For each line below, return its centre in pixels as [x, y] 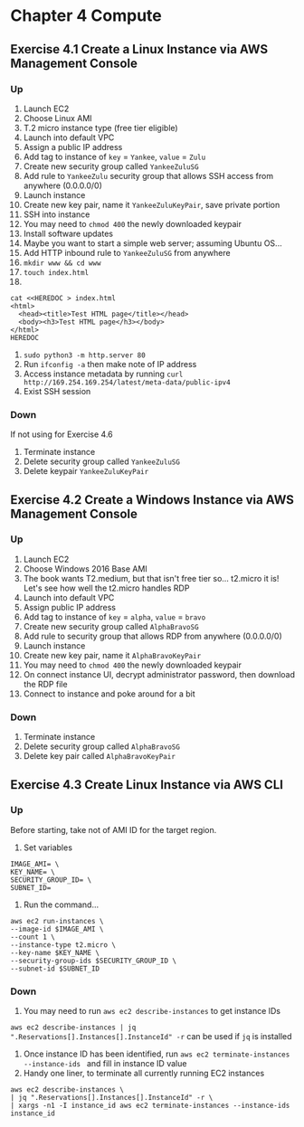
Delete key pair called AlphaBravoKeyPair [99, 756]
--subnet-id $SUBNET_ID [55, 969]
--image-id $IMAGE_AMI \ [57, 929]
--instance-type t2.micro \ [63, 945]
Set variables [48, 848]
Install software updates [68, 233]
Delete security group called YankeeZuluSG [101, 461]
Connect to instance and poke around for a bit [109, 694]
